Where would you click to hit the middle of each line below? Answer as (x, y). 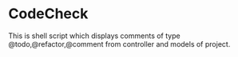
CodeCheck (48, 14)
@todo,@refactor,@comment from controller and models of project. (119, 44)
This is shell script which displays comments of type (95, 36)
